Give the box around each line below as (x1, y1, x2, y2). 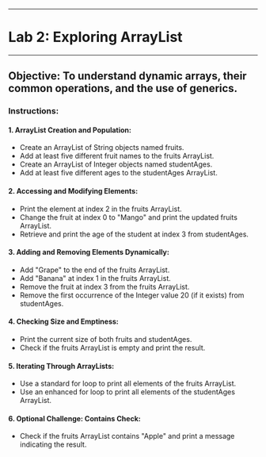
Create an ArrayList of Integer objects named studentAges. (19, 159, 213, 169)
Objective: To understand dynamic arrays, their (8, 69, 247, 83)
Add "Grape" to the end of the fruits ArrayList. (19, 265, 170, 275)
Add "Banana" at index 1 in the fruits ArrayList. (19, 273, 172, 282)
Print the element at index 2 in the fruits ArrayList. (19, 204, 182, 213)
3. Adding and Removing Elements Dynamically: (8, 248, 170, 257)
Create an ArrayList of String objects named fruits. (19, 143, 184, 152)
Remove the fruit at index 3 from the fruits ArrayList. (19, 282, 190, 291)
